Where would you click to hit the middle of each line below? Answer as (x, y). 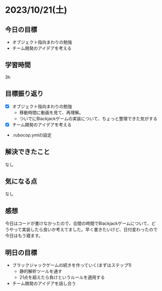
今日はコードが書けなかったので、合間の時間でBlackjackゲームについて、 (78, 223)
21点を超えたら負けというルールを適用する (62, 277)
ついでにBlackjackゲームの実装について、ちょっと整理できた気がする (88, 118)
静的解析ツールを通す (41, 271)
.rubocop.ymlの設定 (32, 135)
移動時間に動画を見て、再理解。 (51, 112)
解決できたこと (27, 152)
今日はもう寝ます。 (24, 236)
